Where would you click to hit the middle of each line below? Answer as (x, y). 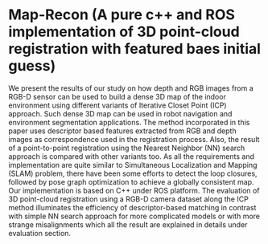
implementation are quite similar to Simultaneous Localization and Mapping (133, 165)
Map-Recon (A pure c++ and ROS (122, 15)
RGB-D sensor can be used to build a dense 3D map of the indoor (118, 96)
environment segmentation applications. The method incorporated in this (129, 122)
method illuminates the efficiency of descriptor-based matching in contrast (132, 207)
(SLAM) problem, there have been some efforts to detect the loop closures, (133, 173)
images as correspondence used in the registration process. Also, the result (134, 139)
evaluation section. (39, 233)
